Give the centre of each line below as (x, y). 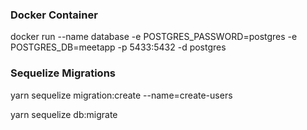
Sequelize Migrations (63, 73)
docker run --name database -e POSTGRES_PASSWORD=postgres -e (154, 37)
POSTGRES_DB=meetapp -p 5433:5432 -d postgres (118, 47)
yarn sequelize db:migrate (64, 114)
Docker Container (54, 15)
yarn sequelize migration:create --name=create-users (121, 95)
